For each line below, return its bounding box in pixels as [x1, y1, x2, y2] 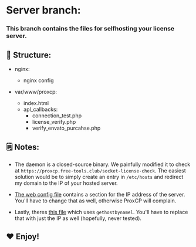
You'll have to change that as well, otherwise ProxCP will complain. [14, 197, 177, 204]
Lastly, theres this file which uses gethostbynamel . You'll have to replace [14, 208, 188, 215]
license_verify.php [32, 118, 76, 125]
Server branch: [6, 4, 81, 17]
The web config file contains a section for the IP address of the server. [14, 191, 185, 198]
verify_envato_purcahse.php [32, 124, 101, 131]
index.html [23, 99, 49, 106]
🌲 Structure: [6, 50, 52, 60]
